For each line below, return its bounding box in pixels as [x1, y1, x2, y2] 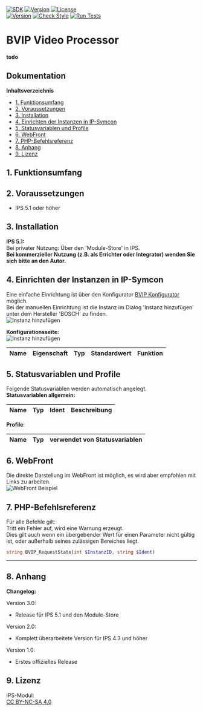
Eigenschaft [32, 349, 68, 357]
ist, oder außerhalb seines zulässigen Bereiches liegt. [6, 537, 140, 545]
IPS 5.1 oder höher [14, 204, 60, 211]
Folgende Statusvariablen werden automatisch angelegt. [6, 385, 147, 393]
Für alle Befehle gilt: [6, 518, 56, 526]
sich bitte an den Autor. [6, 257, 66, 264]
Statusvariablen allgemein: [6, 392, 76, 399]
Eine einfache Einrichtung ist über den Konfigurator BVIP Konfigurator [6, 290, 180, 298]
